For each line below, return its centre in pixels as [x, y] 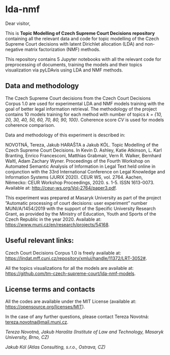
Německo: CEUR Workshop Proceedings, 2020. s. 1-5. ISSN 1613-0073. [80, 182]
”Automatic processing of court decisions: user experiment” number [76, 203]
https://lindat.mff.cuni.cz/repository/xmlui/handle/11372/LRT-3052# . [76, 258]
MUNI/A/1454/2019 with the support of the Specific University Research [81, 208]
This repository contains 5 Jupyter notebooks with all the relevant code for [83, 59]
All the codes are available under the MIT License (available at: [71, 301]
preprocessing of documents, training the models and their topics [74, 64]
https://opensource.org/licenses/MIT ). [45, 307]
